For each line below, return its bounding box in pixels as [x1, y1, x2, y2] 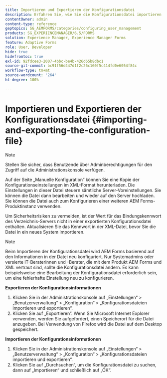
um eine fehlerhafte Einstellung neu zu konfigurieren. [5, 275, 114, 281]
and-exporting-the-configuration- [5, 124, 151, 136]
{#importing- [91, 114, 148, 125]
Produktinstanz [5, 203, 36, 209]
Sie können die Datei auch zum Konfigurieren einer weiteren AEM [5, 198, 140, 204]
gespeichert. [12, 326, 39, 332]
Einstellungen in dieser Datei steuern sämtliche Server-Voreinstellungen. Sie [5, 187, 162, 193]
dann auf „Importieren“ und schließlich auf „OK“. [12, 367, 112, 373]
